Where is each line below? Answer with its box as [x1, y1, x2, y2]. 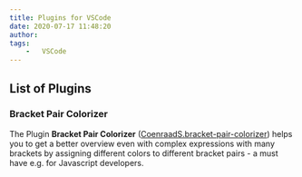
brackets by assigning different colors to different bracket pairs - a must [9, 147, 278, 159]
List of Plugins [9, 81, 93, 96]
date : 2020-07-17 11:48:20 [9, 22, 112, 31]
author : [9, 30, 39, 39]
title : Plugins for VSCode [9, 13, 112, 23]
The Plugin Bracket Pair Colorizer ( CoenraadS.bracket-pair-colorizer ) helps [9, 128, 293, 139]
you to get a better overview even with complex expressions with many [9, 138, 275, 149]
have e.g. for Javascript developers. [9, 157, 144, 168]
